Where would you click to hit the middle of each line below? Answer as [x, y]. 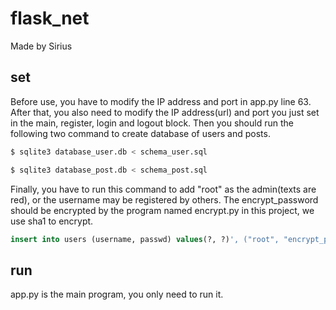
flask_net [50, 18]
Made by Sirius [41, 46]
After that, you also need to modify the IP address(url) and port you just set [165, 112]
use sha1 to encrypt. [52, 221]
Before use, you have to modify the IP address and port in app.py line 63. [161, 101]
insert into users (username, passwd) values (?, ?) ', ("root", [145, 239]
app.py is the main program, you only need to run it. [117, 294]
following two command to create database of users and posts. [140, 133]
